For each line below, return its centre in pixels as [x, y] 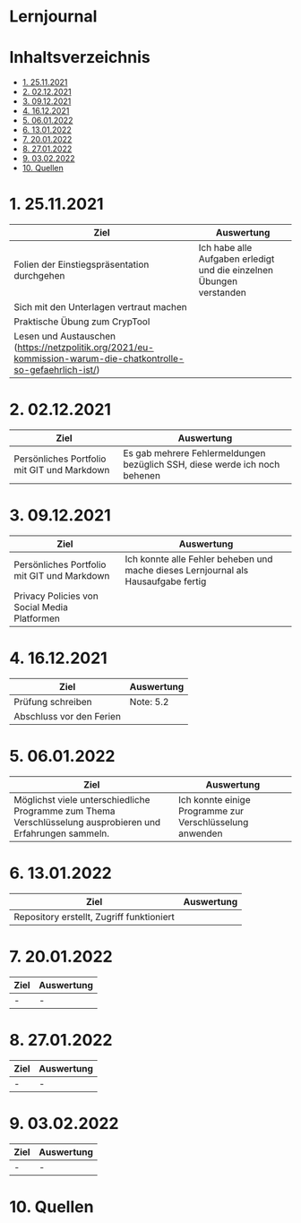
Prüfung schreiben [53, 702]
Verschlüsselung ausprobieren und [87, 822]
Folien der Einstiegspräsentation [82, 264]
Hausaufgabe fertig [166, 581]
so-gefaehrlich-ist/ [55, 370]
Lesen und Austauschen [65, 336]
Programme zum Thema [64, 811]
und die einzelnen [236, 271]
